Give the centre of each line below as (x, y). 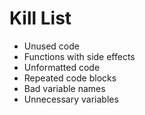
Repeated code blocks (70, 78)
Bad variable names (64, 88)
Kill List (40, 18)
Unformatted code (62, 67)
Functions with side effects (79, 56)
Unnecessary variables (71, 99)
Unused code (51, 46)
